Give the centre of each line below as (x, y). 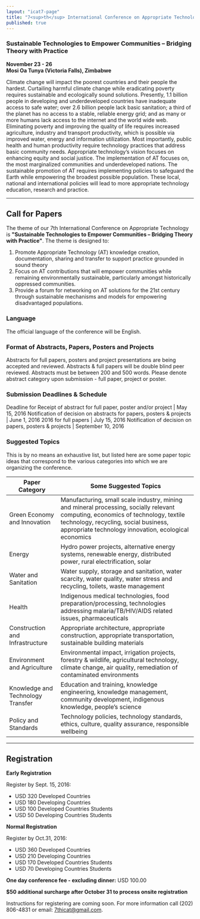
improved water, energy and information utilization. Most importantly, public (99, 139)
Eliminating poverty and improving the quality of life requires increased (93, 126)
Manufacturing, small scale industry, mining (121, 499)
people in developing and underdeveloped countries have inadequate (91, 101)
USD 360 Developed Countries (53, 850)
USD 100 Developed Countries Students (64, 809)
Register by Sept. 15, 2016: (39, 785)
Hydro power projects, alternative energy (118, 547)
